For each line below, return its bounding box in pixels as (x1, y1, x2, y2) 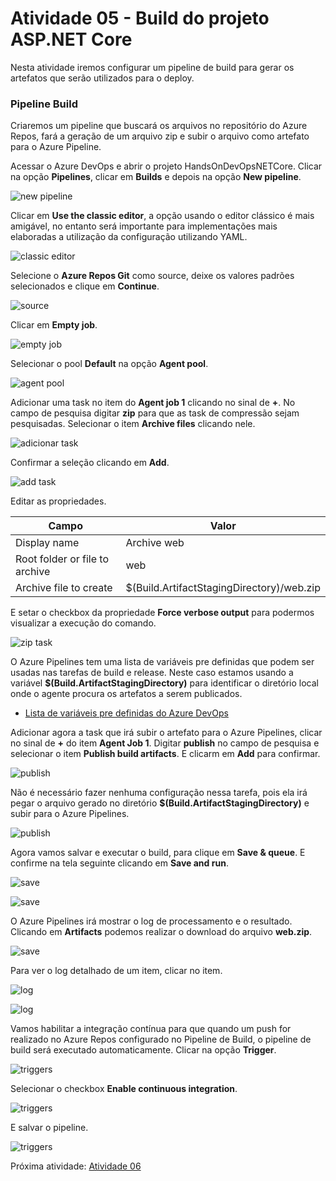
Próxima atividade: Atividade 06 (10, 1160, 142, 1172)
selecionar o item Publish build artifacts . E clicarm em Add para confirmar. (10, 748, 321, 760)
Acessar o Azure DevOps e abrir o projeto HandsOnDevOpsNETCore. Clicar (10, 160, 323, 172)
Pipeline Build (10, 97, 78, 111)
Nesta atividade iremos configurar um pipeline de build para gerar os (10, 61, 295, 73)
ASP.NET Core (10, 28, 133, 51)
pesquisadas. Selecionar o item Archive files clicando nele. (10, 418, 256, 430)
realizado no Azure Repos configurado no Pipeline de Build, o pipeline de (10, 1033, 312, 1046)
